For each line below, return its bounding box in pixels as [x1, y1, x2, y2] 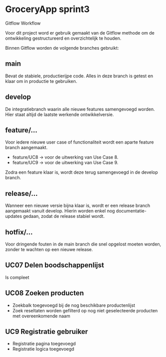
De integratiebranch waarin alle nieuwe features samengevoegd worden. [5, 106, 155, 112]
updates [5, 213, 22, 219]
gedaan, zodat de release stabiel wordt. [23, 213, 105, 219]
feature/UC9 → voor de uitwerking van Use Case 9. [12, 160, 118, 166]
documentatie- [115, 208, 146, 214]
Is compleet [5, 274, 29, 280]
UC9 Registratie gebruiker [5, 327, 88, 336]
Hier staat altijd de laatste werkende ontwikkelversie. [5, 111, 114, 117]
